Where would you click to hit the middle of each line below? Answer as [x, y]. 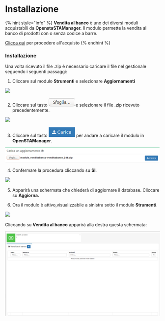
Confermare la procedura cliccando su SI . [55, 170]
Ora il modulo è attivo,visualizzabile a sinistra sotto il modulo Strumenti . [85, 205]
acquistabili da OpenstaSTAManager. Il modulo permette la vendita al [76, 28]
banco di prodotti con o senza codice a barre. [51, 33]
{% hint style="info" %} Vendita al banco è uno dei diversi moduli [72, 23]
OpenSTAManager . [32, 141]
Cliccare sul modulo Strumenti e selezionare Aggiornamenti [73, 81]
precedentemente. [31, 110]
